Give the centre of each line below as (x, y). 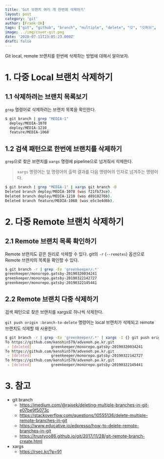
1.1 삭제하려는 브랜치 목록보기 (46, 97)
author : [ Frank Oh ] (25, 23)
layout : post (18, 14)
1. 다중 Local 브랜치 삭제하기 (59, 77)
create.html (31, 441)
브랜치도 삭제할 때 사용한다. (31, 328)
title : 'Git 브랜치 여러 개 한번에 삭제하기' (45, 10)
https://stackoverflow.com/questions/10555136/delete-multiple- (83, 415)
